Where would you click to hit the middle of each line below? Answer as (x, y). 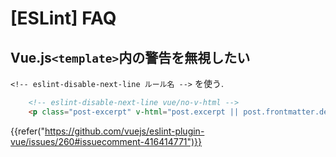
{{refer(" (27, 131)
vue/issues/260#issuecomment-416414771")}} (106, 141)
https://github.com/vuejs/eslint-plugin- (124, 131)
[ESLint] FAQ (63, 18)
